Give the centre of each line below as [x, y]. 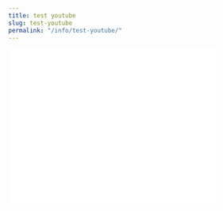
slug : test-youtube [40, 23]
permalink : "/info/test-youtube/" [65, 30]
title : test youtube [42, 15]
